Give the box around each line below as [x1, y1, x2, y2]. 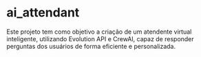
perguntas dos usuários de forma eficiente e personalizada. [6, 42, 176, 50]
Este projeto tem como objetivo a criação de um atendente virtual [6, 27, 192, 36]
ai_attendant [6, 5, 80, 21]
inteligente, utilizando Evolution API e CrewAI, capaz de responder [6, 34, 194, 43]
